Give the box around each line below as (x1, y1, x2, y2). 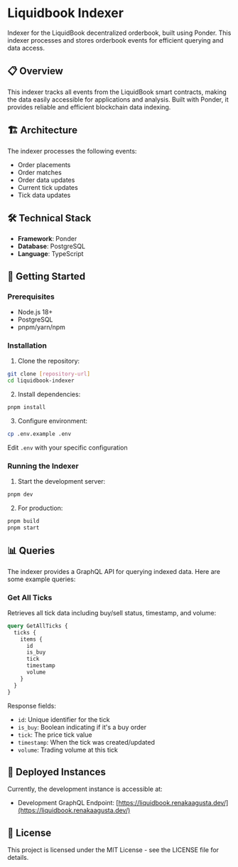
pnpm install (7, 404, 46, 411)
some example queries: (7, 575, 76, 583)
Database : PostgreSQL (17, 242, 86, 250)
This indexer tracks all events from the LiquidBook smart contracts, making (7, 87, 227, 96)
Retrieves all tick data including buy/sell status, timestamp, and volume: (7, 608, 217, 617)
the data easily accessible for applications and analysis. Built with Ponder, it (7, 95, 229, 104)
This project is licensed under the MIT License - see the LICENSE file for (7, 846, 219, 854)
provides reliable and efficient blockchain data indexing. (7, 102, 171, 111)
